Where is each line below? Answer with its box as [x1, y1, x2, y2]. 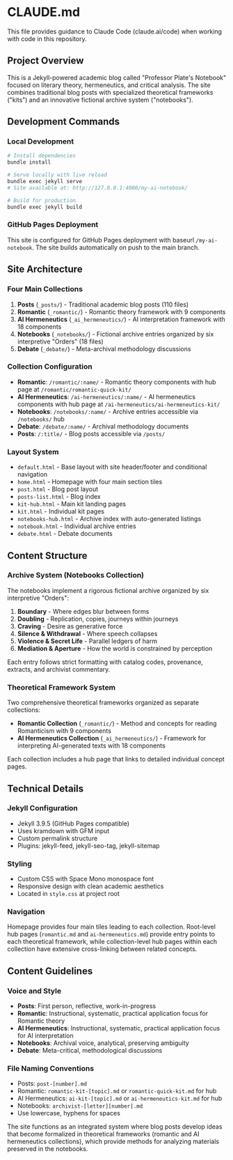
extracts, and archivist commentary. [7, 665, 111, 673]
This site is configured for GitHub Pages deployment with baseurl [7, 235, 195, 244]
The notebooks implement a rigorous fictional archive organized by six [7, 586, 209, 594]
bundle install [7, 159, 51, 166]
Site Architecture [7, 263, 83, 275]
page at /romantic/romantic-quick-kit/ [17, 385, 132, 394]
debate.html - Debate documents [17, 529, 113, 538]
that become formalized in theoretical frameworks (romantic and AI [7, 1130, 200, 1138]
